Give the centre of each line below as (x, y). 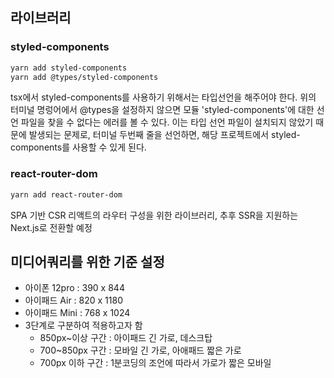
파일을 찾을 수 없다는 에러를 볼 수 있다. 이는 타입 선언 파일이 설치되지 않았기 (167, 122)
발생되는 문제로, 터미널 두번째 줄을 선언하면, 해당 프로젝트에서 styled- (164, 135)
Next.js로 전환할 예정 (51, 227)
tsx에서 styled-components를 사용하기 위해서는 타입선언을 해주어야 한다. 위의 (163, 97)
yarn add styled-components (69, 68)
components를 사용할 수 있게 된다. (78, 147)
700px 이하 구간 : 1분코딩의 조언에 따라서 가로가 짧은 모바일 (155, 363)
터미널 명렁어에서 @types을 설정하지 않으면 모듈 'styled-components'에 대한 (162, 110)
